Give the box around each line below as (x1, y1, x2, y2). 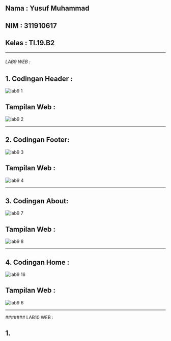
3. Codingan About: (5, 197, 69, 205)
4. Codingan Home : (5, 258, 70, 266)
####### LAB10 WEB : (5, 314, 53, 320)
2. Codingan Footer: (5, 136, 70, 144)
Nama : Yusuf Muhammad (5, 4, 90, 13)
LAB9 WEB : (5, 58, 31, 65)
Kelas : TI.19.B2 (5, 39, 55, 47)
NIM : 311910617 (5, 21, 57, 30)
